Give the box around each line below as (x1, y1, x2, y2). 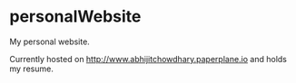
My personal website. (9, 36, 91, 47)
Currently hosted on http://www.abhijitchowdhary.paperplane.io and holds (9, 53, 288, 64)
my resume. (9, 63, 54, 74)
